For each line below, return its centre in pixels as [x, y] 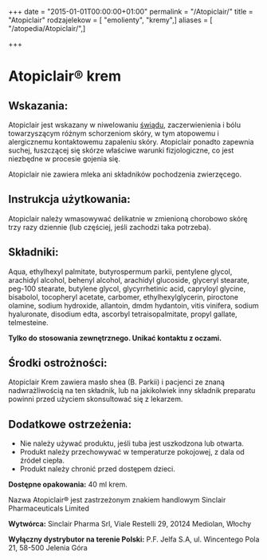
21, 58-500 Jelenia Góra [48, 548]
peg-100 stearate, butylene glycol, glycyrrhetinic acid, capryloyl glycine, [127, 288]
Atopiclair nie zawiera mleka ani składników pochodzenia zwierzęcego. [125, 174]
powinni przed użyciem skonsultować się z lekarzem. [96, 399]
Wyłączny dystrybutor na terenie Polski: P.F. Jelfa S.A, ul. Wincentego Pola [134, 539]
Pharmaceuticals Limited [49, 508]
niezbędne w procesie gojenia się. [65, 159]
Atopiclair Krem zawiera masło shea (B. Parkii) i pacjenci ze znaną [117, 382]
